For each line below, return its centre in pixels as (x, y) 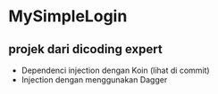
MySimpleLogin (68, 16)
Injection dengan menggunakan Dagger (94, 80)
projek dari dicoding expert (85, 49)
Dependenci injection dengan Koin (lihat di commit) (116, 70)
